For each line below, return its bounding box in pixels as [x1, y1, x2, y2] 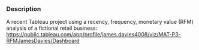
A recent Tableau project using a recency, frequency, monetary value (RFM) [6, 18, 194, 26]
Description [6, 5, 41, 13]
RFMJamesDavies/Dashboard [6, 37, 80, 45]
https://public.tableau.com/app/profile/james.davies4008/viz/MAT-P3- [6, 31, 181, 38]
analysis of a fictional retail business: [6, 24, 98, 32]
